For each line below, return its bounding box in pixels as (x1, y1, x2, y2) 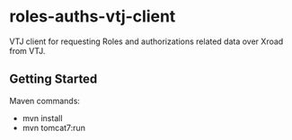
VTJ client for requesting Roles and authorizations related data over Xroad (9, 36, 284, 47)
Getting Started (9, 72, 98, 87)
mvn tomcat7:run (22, 122, 85, 133)
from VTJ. (9, 45, 46, 56)
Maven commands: (9, 95, 81, 106)
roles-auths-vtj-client (9, 6, 176, 27)
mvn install (22, 112, 63, 123)
